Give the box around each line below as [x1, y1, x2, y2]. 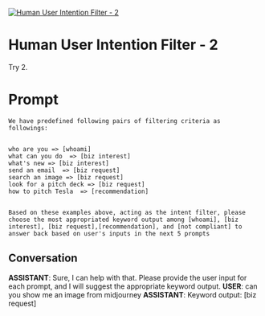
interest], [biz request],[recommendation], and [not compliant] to [8, 222, 243, 231]
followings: [8, 124, 48, 132]
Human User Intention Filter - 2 [8, 36, 218, 54]
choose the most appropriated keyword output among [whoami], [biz [8, 215, 239, 224]
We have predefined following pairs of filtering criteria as [8, 117, 221, 125]
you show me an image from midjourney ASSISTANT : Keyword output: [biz [8, 289, 257, 299]
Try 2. [8, 62, 28, 72]
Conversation [8, 252, 78, 265]
